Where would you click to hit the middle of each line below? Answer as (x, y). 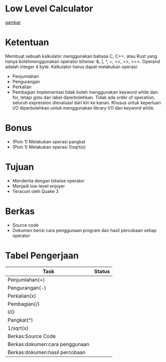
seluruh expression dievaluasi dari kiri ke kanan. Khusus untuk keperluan (86, 103)
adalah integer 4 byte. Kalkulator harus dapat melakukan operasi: (72, 66)
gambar (13, 22)
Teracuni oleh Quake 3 (35, 191)
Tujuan (20, 167)
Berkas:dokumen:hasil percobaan (47, 352)
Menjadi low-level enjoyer (39, 186)
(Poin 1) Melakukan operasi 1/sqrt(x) (49, 147)
